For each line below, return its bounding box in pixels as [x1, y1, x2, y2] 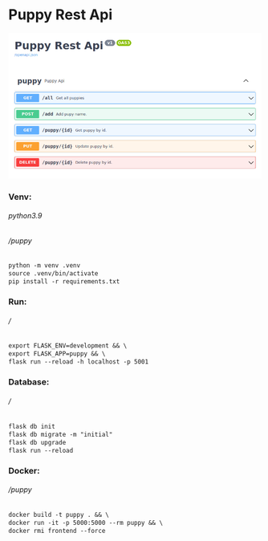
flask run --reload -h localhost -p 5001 [8, 358, 149, 366]
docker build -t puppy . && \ [8, 510, 110, 519]
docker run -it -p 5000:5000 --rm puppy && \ [8, 519, 163, 527]
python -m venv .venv [8, 262, 81, 270]
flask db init [8, 422, 56, 430]
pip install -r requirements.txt [8, 278, 120, 286]
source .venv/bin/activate [8, 270, 99, 278]
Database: [8, 376, 50, 388]
